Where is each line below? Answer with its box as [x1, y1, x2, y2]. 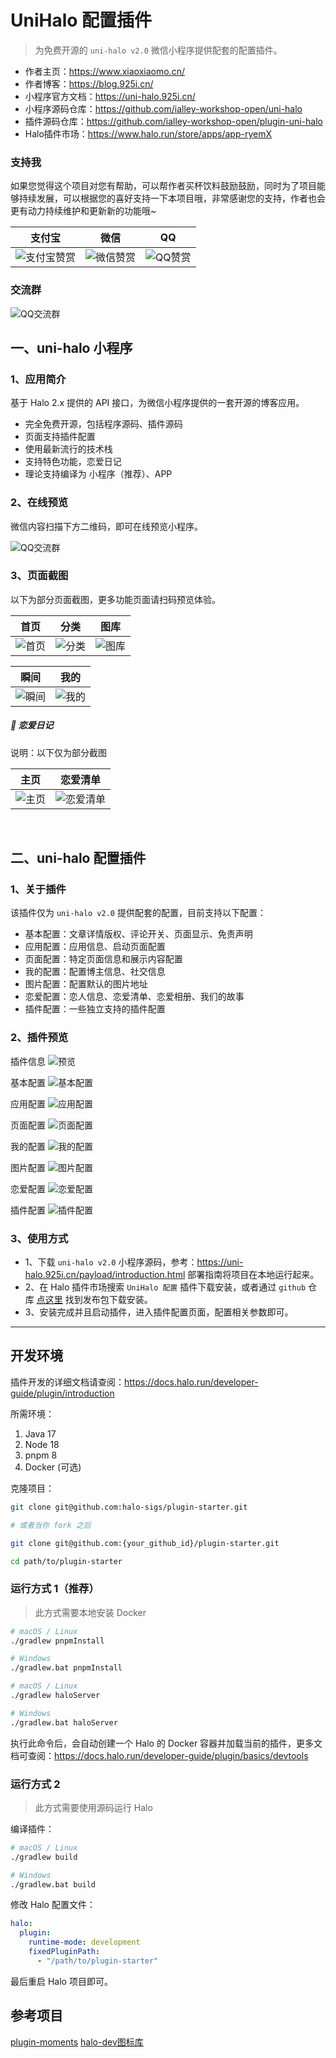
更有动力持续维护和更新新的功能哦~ [10, 205, 157, 217]
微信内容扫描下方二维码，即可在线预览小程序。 [10, 520, 203, 532]
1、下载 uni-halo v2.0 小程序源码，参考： [24, 1256, 198, 1268]
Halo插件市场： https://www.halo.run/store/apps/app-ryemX [24, 127, 272, 140]
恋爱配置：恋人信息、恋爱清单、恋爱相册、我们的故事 [24, 991, 245, 1003]
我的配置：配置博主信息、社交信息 [24, 966, 166, 978]
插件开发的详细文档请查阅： [10, 1376, 125, 1388]
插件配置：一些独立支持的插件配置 [24, 1003, 166, 1015]
